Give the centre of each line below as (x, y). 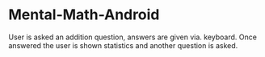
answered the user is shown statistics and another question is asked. (123, 45)
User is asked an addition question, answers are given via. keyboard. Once (132, 37)
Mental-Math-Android (84, 15)
